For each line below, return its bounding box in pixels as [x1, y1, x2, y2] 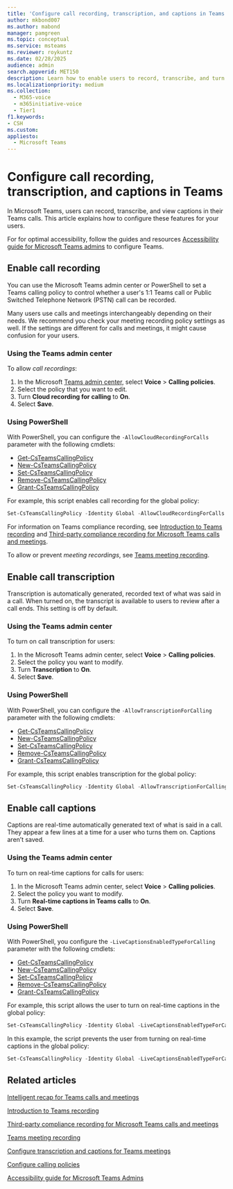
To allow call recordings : [7, 364, 78, 373]
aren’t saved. [7, 836, 44, 844]
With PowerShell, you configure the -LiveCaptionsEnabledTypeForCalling [7, 938, 216, 946]
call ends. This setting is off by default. [7, 605, 119, 613]
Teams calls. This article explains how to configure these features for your [7, 214, 219, 223]
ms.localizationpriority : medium [7, 81, 104, 88]
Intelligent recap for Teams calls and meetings [7, 1093, 139, 1101]
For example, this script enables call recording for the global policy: [7, 497, 200, 505]
